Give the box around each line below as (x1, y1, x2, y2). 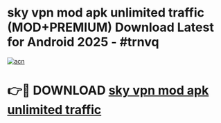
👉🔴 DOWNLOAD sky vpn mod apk (7, 83, 209, 98)
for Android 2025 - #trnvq (7, 35, 159, 50)
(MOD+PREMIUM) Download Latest (7, 19, 215, 35)
